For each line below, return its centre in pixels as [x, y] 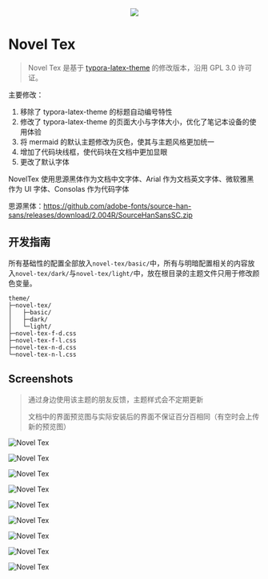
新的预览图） [49, 426]
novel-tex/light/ [104, 273]
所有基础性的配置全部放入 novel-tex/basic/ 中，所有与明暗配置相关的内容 [128, 263]
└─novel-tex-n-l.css [43, 354]
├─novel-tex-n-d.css [43, 347]
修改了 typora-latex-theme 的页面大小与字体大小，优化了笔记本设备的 [134, 121]
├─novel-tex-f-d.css [43, 333]
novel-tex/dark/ [42, 273]
